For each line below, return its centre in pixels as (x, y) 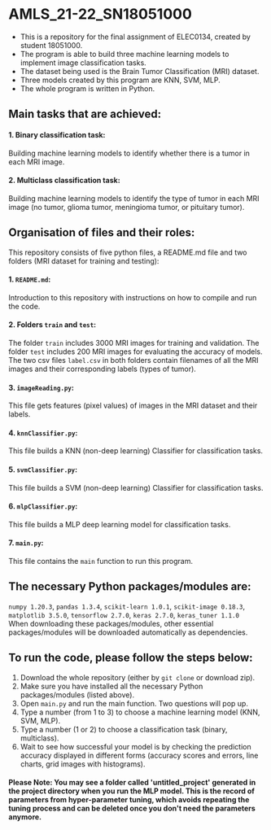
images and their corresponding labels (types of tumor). (103, 369)
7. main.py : (26, 543)
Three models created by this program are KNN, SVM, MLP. (120, 80)
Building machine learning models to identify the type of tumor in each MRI (134, 198)
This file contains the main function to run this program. (101, 561)
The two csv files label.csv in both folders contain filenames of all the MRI (133, 360)
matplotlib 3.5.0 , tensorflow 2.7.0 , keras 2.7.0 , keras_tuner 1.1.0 (124, 614)
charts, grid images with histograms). (83, 764)
